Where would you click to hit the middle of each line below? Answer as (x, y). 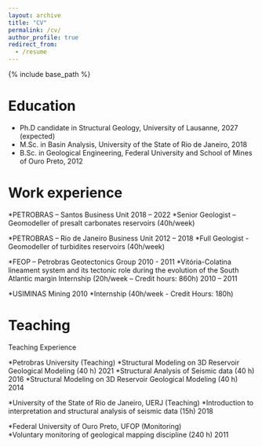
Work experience (65, 193)
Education (42, 106)
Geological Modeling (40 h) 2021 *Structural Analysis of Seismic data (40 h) (131, 371)
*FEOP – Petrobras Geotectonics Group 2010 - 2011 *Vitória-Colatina (120, 262)
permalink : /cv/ (35, 30)
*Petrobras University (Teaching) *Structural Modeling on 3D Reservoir (124, 362)
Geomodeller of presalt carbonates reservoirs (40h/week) (102, 223)
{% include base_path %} (49, 74)
